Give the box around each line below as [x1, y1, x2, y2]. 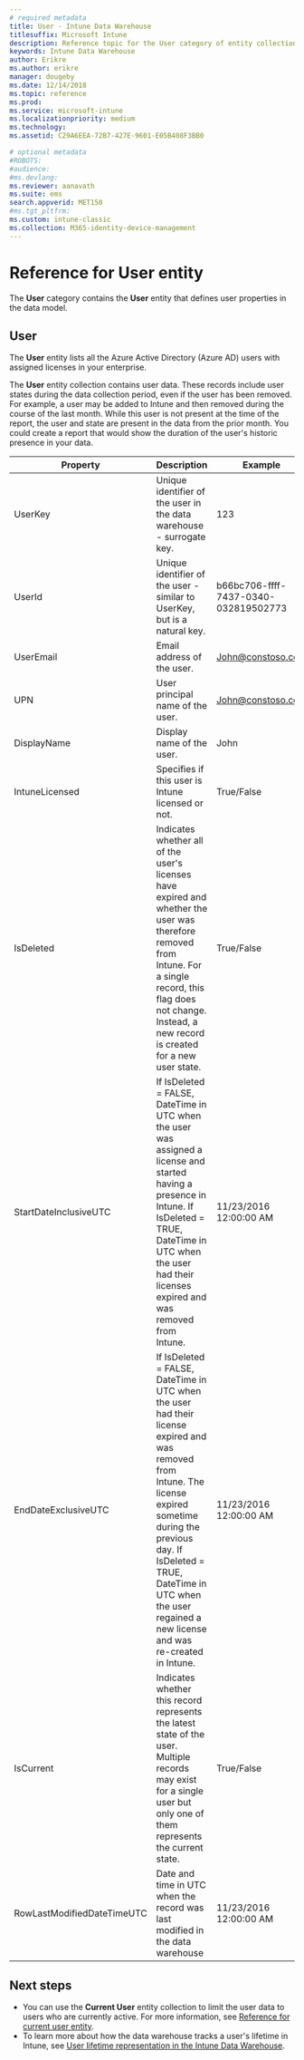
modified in [156, 1924, 204, 1937]
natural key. [156, 624, 206, 637]
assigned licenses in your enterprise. [9, 362, 147, 372]
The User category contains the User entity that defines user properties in [9, 292, 287, 304]
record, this [156, 982, 205, 994]
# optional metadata [9, 148, 88, 157]
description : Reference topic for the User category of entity [9, 38, 253, 48]
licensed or [156, 797, 204, 809]
